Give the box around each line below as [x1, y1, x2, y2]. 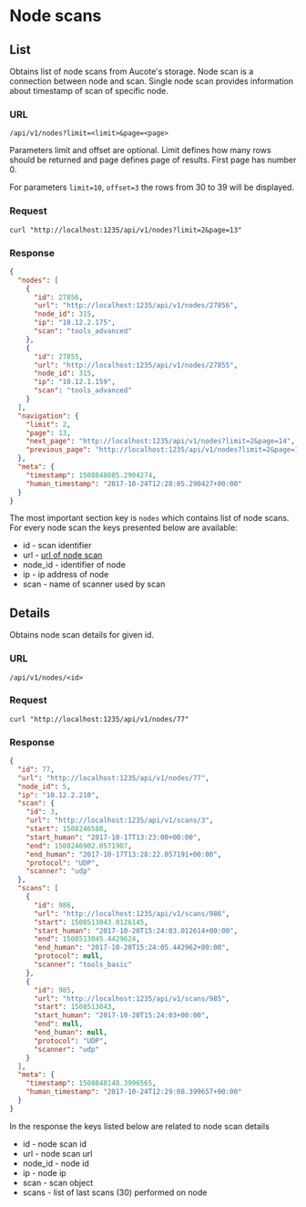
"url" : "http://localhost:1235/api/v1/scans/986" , [33, 909, 230, 918]
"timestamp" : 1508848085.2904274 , [25, 471, 157, 480]
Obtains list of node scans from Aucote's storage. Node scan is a [9, 66, 254, 77]
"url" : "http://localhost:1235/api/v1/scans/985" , [33, 994, 230, 1004]
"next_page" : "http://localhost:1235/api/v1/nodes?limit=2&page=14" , [25, 437, 296, 446]
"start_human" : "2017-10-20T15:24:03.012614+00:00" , [33, 926, 239, 935]
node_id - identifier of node [22, 559, 126, 570]
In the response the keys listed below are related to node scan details [9, 1120, 270, 1131]
